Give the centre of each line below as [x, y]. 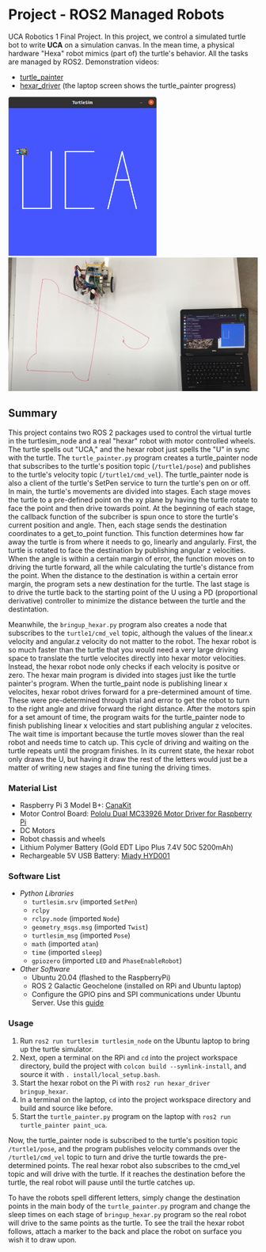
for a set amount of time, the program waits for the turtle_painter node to [127, 717]
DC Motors [37, 831]
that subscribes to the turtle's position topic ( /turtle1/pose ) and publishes [129, 466]
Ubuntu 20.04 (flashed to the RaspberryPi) [101, 978]
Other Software [45, 969]
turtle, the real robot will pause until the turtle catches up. [102, 1182]
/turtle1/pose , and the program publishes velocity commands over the [124, 1148]
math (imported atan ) [65, 944]
